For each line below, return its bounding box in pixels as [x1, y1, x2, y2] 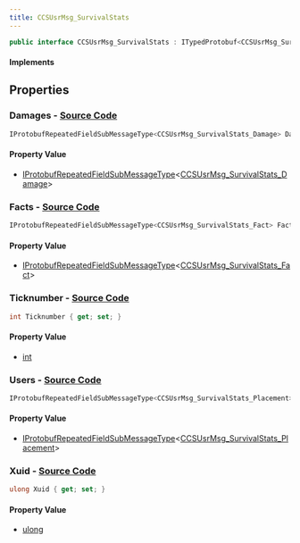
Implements [9, 57, 55, 68]
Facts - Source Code [9, 200, 100, 213]
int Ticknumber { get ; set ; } [9, 312, 122, 322]
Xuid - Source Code [9, 464, 96, 477]
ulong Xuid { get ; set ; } [9, 485, 105, 494]
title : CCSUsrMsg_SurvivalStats [9, 13, 129, 22]
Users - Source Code [9, 373, 102, 386]
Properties [9, 82, 70, 98]
